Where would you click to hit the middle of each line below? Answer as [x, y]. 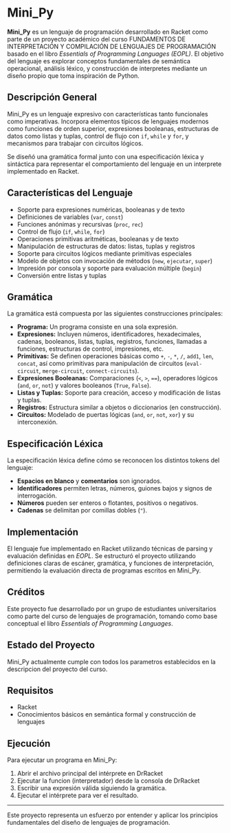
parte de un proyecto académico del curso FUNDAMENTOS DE [96, 39]
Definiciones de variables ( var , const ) [70, 217]
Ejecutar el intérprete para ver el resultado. [78, 795]
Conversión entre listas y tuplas [62, 275]
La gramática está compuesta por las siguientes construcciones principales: [115, 313]
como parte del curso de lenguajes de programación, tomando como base [112, 616]
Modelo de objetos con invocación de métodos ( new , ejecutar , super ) [115, 260]
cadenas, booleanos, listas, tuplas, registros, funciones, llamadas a [112, 342]
